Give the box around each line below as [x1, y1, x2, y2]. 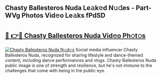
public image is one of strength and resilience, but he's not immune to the [5, 62, 152, 68]
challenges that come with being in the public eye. [5, 68, 106, 73]
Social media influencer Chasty [75, 47, 138, 52]
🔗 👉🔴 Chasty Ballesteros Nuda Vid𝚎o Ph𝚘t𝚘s [5, 31, 146, 40]
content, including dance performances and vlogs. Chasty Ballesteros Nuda [5, 58, 157, 63]
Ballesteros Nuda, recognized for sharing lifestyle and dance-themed [5, 52, 143, 58]
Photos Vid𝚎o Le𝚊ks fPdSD [21, 12, 106, 20]
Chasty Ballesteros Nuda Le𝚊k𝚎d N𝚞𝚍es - [5, 4, 135, 12]
